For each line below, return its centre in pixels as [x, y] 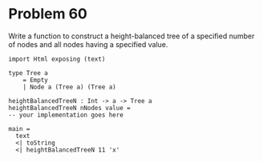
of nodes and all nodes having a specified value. [88, 44]
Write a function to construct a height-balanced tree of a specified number [131, 36]
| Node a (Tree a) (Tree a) [69, 87]
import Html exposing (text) [57, 59]
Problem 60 [48, 14]
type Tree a [28, 73]
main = [19, 128]
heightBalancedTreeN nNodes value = [69, 108]
